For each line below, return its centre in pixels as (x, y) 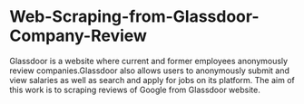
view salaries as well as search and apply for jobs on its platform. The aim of (152, 80)
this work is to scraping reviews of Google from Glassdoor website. (135, 90)
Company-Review (78, 36)
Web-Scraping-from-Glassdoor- (135, 17)
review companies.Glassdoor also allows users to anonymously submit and (150, 71)
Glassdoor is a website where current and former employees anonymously (149, 61)
